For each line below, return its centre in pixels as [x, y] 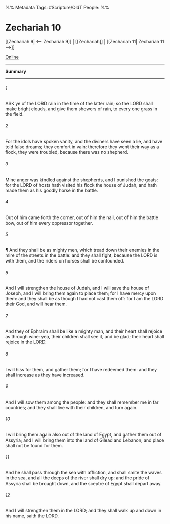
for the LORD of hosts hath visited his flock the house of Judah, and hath [81, 185]
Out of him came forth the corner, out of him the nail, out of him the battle [82, 217]
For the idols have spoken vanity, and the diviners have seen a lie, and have [84, 142]
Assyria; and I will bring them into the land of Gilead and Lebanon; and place [85, 440]
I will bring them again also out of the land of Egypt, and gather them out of [83, 434]
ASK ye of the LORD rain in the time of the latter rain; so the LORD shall [79, 104]
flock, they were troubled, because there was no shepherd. [67, 152]
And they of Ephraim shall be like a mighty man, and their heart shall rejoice [84, 331]
